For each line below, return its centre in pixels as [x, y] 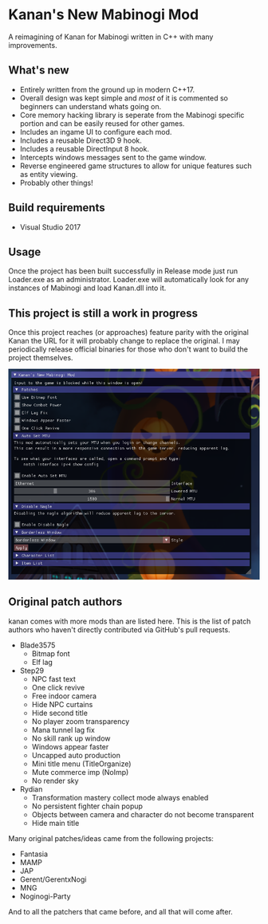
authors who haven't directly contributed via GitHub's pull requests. [119, 629]
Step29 [32, 670]
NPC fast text [53, 678]
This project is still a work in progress [103, 313]
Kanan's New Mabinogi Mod [104, 15]
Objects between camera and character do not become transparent [143, 814]
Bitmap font [51, 653]
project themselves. [41, 358]
